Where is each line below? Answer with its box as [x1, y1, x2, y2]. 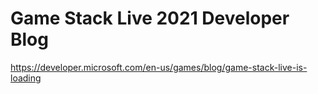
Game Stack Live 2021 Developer [10, 7, 290, 30]
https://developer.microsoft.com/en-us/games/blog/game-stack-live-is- [10, 61, 308, 73]
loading [10, 72, 42, 84]
